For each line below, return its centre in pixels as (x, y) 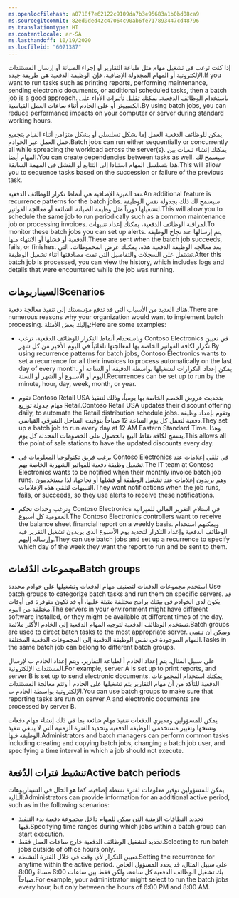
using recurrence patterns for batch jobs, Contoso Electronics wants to (122, 353)
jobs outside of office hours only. (67, 849)
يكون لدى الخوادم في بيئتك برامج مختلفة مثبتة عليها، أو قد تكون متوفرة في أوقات (114, 601)
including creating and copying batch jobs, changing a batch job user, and (117, 742)
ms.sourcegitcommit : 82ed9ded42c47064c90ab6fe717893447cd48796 (104, 21)
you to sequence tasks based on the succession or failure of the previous (116, 172)
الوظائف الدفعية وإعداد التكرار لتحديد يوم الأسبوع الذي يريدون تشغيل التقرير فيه (123, 531)
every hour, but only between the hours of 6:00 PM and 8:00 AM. (114, 887)
